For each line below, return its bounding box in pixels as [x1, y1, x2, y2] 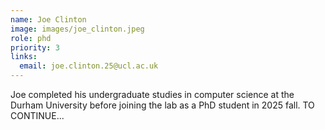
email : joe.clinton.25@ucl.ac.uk [19, 61, 159, 71]
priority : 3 [10, 42, 60, 53]
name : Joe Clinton [10, 14, 87, 25]
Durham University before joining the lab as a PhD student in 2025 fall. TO [10, 99, 315, 111]
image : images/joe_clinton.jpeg [10, 24, 145, 34]
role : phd [10, 33, 52, 43]
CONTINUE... [10, 110, 65, 121]
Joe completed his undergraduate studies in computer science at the [10, 89, 295, 100]
